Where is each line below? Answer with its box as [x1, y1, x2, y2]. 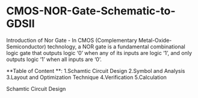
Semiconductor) [6, 43, 46, 50]
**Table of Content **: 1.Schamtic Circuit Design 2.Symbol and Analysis [6, 67, 185, 74]
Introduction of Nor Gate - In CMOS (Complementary [6, 36, 137, 44]
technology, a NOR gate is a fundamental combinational [47, 43, 185, 50]
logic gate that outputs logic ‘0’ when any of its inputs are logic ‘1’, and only [6, 49, 193, 56]
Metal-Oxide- [138, 36, 172, 44]
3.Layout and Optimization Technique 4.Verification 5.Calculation [6, 73, 167, 81]
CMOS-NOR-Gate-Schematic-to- [6, 4, 176, 18]
